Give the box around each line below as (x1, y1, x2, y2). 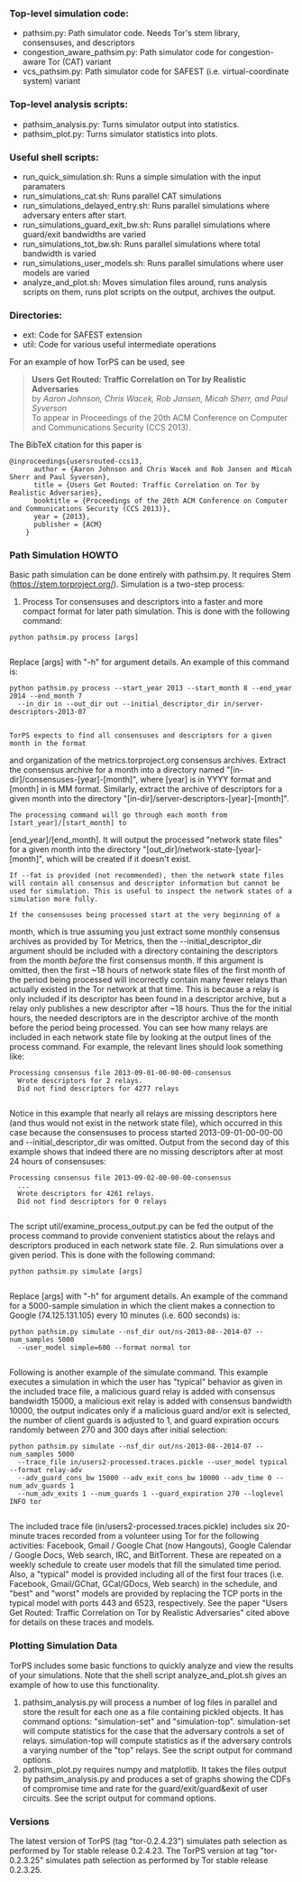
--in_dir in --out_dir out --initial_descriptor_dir (17, 700, 220, 709)
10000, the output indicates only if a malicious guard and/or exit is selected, (9, 1405, 291, 1416)
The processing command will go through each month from (9, 811, 228, 820)
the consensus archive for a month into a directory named (9, 765, 225, 775)
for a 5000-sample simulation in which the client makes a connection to (9, 1301, 276, 1312)
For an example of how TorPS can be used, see (9, 357, 186, 367)
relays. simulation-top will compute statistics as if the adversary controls (22, 1735, 292, 1746)
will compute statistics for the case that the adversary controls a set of (22, 1725, 285, 1736)
